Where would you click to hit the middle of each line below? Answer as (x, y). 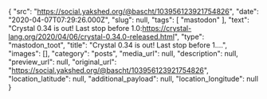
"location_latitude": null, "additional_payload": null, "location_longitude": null (133, 79)
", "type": (189, 36)
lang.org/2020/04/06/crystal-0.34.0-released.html (92, 36)
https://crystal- (167, 28)
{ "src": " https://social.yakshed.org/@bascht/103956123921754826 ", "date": (133, 11)
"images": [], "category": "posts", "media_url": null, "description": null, (124, 53)
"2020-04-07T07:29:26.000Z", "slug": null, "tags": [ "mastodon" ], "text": (129, 20)
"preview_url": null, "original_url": (63, 62)
